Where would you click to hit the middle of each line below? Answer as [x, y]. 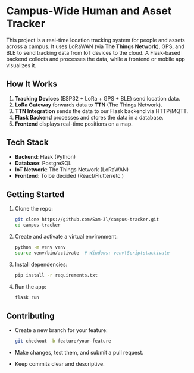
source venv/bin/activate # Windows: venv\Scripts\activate [92, 253]
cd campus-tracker [37, 225]
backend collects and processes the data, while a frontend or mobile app [96, 59]
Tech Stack [27, 142]
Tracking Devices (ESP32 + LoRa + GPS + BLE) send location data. [97, 98]
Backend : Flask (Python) [45, 156]
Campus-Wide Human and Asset [89, 11]
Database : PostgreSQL [43, 163]
